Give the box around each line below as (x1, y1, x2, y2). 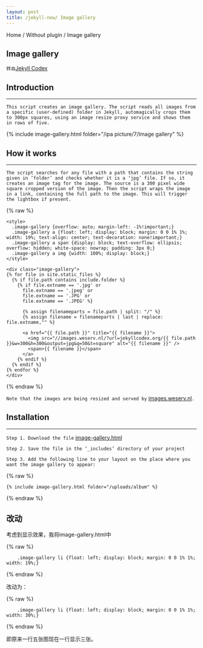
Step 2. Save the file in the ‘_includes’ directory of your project (6, 446, 185, 452)
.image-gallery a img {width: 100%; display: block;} (11, 250, 150, 256)
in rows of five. (6, 120, 50, 126)
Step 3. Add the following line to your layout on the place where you (6, 456, 190, 462)
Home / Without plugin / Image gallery (6, 31, 101, 38)
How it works (6, 148, 57, 158)
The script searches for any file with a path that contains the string (6, 170, 193, 176)
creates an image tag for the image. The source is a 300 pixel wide (6, 180, 185, 187)
